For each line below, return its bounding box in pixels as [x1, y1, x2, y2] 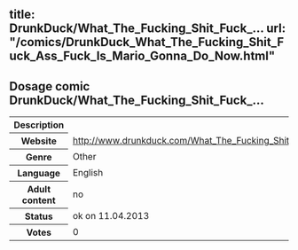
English [72, 167, 104, 179]
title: [9, 7, 35, 22]
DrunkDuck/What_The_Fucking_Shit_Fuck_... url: [9, 21, 286, 36]
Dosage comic [9, 79, 90, 94]
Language [17, 168, 60, 180]
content [21, 194, 56, 207]
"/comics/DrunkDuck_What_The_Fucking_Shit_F [9, 35, 285, 50]
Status [24, 210, 53, 223]
